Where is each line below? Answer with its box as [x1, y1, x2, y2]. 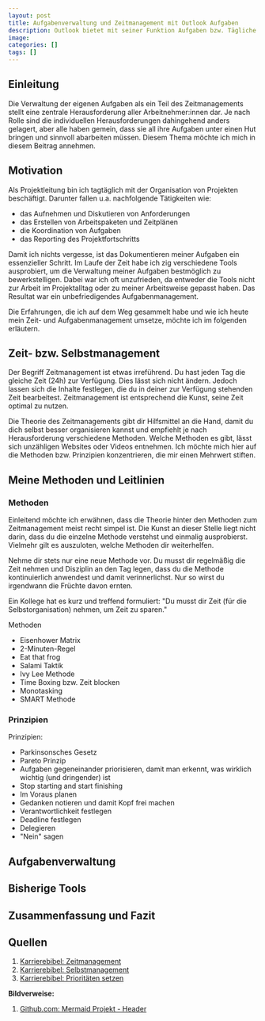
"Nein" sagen [19, 832, 64, 841]
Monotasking [19, 686, 63, 696]
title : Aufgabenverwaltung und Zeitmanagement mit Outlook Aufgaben [8, 19, 239, 27]
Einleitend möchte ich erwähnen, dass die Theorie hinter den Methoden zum [8, 515, 258, 525]
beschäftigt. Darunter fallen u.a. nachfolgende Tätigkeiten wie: [8, 193, 212, 203]
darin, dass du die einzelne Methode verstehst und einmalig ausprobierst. [8, 532, 248, 541]
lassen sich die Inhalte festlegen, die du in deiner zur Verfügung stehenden [8, 384, 253, 394]
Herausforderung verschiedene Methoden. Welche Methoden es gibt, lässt [8, 434, 252, 443]
